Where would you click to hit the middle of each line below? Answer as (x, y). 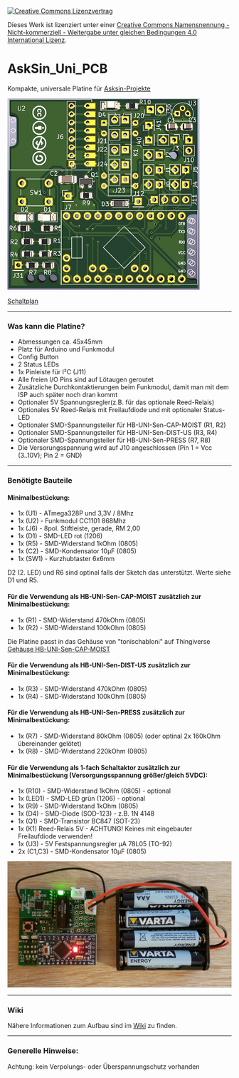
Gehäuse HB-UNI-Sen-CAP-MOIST (59, 649)
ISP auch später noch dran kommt (68, 395)
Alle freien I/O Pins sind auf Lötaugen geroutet (86, 380)
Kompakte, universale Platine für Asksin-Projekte (79, 88)
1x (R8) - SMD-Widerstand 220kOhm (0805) (83, 751)
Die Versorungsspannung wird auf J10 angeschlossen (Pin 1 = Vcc (115, 448)
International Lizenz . (37, 40)
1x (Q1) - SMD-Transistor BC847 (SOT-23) (79, 821)
